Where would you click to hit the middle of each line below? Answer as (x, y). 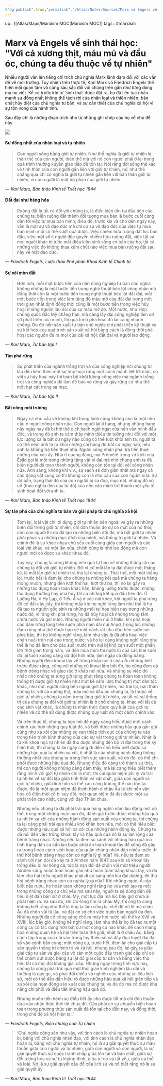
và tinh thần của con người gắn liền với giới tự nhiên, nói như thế (81, 169)
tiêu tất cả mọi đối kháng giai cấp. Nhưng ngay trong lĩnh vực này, (83, 963)
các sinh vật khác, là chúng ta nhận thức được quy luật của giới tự (83, 707)
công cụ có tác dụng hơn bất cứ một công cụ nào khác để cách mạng (87, 927)
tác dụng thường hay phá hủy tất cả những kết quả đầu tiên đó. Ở (82, 593)
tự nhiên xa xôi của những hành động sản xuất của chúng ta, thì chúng (87, 819)
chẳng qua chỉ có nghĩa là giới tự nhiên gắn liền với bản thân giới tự (84, 174)
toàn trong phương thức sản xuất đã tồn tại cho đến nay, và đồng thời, (87, 1009)
